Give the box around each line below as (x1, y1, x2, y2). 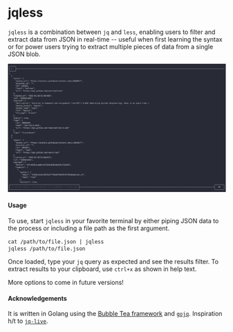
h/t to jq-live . (8, 317, 48, 325)
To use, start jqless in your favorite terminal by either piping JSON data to (8, 216, 219, 225)
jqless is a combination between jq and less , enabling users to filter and (8, 28, 216, 36)
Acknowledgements (8, 294, 68, 302)
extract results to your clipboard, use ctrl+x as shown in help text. (8, 265, 197, 273)
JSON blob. (8, 50, 41, 58)
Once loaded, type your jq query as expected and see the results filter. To (8, 257, 219, 265)
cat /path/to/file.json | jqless (8, 238, 104, 245)
